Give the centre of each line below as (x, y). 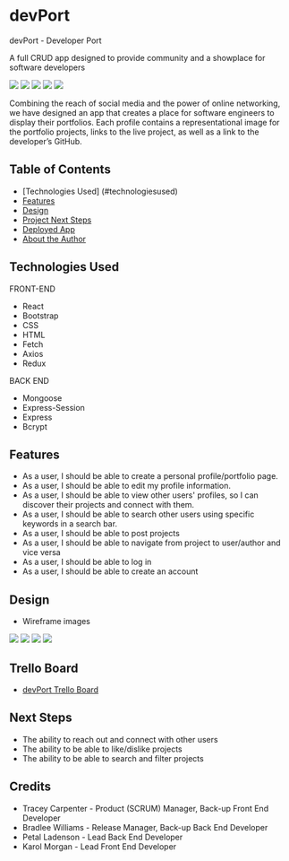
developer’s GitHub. (46, 141)
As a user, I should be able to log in (87, 562)
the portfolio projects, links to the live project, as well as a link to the (134, 132)
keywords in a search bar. (70, 524)
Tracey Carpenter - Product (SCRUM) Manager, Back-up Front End (145, 808)
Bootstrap (40, 316)
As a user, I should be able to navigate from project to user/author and (151, 543)
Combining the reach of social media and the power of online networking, (145, 103)
